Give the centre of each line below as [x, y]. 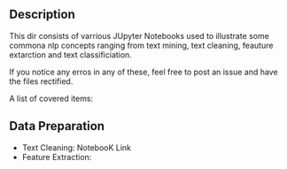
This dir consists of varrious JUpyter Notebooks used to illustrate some [140, 35]
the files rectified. [41, 81]
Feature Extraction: [57, 157]
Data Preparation [57, 126]
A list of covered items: [51, 98]
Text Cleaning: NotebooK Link [76, 147]
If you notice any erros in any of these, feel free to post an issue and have [143, 72]
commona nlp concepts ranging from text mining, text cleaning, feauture [141, 45]
